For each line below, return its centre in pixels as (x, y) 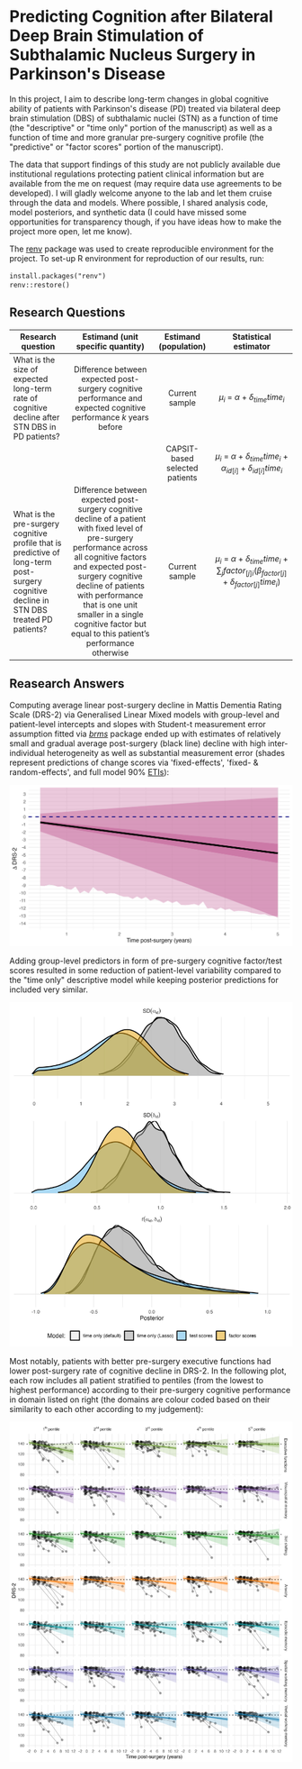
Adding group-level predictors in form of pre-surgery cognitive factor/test (146, 961)
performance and (110, 397)
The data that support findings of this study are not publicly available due (145, 164)
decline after (36, 417)
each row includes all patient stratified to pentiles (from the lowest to (136, 1380)
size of (26, 369)
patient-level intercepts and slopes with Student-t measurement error (138, 725)
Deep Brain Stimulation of (107, 36)
